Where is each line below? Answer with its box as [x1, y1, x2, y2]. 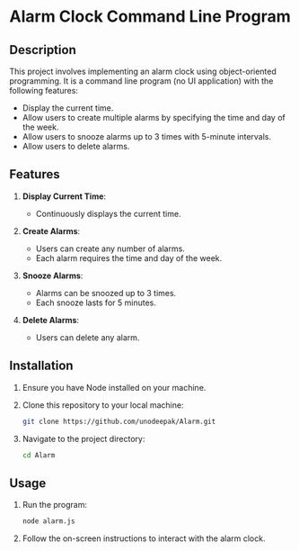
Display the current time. [22, 103, 114, 113]
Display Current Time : [22, 191, 106, 202]
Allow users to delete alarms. [22, 141, 130, 151]
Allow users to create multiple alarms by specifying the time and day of [22, 113, 286, 122]
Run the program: [22, 500, 88, 510]
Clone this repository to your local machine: [22, 399, 184, 411]
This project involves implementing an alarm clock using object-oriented [9, 66, 277, 77]
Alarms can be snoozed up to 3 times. [35, 287, 177, 298]
